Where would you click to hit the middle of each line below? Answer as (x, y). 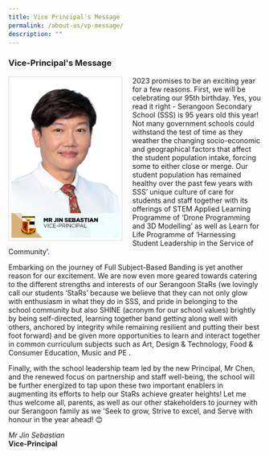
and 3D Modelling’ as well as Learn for (196, 226)
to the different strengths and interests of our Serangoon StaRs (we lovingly (133, 284)
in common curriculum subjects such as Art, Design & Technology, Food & (131, 344)
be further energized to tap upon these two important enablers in (116, 385)
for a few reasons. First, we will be (189, 89)
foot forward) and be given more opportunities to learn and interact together (134, 335)
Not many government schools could (193, 123)
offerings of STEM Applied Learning (192, 208)
